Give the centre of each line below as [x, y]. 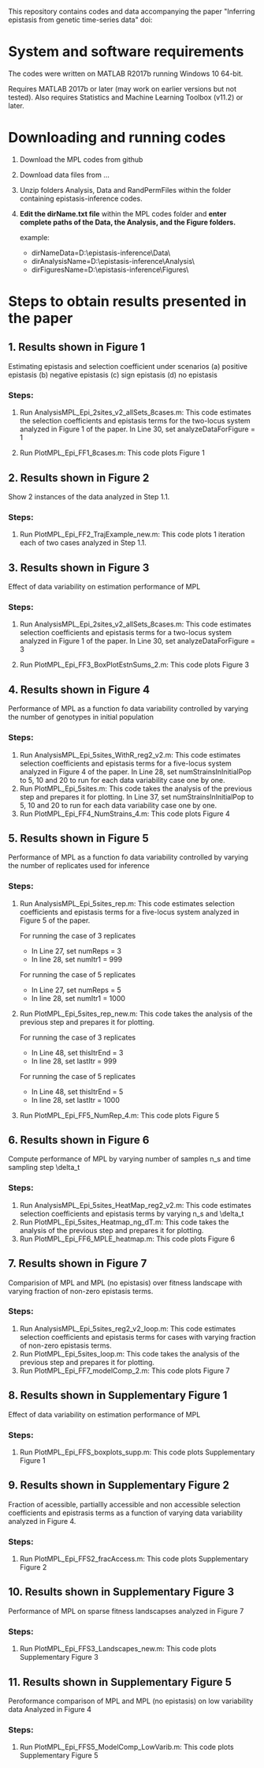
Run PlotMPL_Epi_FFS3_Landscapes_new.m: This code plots [118, 1649]
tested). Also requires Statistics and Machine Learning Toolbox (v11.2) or [126, 97]
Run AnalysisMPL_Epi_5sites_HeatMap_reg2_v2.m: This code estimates [136, 1205]
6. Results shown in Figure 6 [79, 1140]
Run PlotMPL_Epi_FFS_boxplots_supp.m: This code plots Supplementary [137, 1452]
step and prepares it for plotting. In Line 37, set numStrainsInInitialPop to [137, 796]
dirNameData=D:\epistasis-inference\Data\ [101, 253]
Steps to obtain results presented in [127, 301]
